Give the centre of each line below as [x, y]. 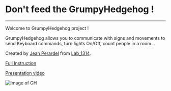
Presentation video [25, 73]
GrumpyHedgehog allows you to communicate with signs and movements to [85, 38]
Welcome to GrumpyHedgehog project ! [47, 28]
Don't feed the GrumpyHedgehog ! [80, 9]
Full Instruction [21, 63]
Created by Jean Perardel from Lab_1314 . [48, 53]
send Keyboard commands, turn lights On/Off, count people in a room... [80, 43]
